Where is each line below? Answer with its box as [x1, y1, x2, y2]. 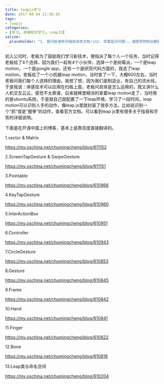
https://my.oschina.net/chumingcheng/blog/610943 [5, 239, 109, 245]
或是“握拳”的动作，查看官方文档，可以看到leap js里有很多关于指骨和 [17, 108, 154, 114]
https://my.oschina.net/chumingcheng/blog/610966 [5, 182, 109, 188]
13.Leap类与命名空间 [5, 363, 46, 369]
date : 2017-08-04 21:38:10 [5, 12, 60, 17]
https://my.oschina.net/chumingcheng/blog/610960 [5, 201, 109, 207]
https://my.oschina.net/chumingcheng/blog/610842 [5, 296, 109, 302]
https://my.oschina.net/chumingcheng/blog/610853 [5, 258, 109, 264]
